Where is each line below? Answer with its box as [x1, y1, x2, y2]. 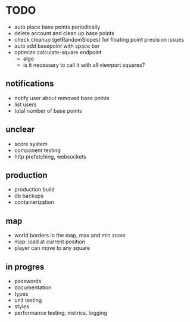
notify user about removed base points [14, 94, 110, 101]
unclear [5, 125, 35, 135]
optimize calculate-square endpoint [14, 48, 102, 55]
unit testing [14, 296, 42, 304]
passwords [14, 278, 42, 284]
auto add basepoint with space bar [14, 42, 100, 49]
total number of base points [14, 107, 83, 114]
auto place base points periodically [14, 23, 101, 30]
